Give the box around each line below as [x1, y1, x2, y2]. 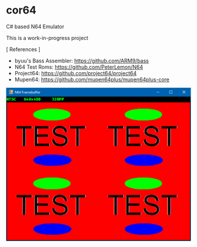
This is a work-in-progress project [6, 34, 89, 41]
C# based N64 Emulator [6, 23, 64, 30]
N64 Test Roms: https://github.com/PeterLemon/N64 [14, 63, 144, 71]
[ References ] [6, 45, 41, 53]
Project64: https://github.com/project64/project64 [14, 69, 137, 76]
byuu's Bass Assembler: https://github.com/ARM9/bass [14, 57, 150, 64]
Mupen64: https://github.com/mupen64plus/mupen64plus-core [14, 76, 170, 83]
